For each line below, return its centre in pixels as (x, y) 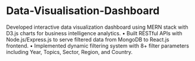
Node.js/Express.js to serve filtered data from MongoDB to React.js (88, 39)
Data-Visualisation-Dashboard (83, 11)
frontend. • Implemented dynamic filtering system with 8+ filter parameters (98, 46)
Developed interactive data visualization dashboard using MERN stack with (97, 27)
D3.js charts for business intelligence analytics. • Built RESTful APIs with (94, 33)
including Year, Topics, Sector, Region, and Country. (69, 52)
